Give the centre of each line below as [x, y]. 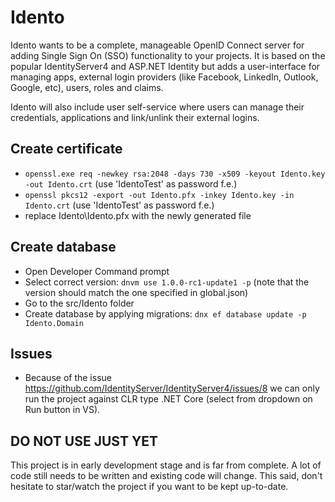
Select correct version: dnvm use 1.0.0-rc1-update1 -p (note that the [167, 282]
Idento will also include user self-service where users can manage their [157, 107]
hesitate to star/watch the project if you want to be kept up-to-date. [149, 487]
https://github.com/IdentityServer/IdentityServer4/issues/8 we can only [172, 388]
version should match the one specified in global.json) [136, 292]
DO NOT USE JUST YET [84, 441]
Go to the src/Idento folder [79, 303]
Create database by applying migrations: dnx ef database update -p [165, 313]
